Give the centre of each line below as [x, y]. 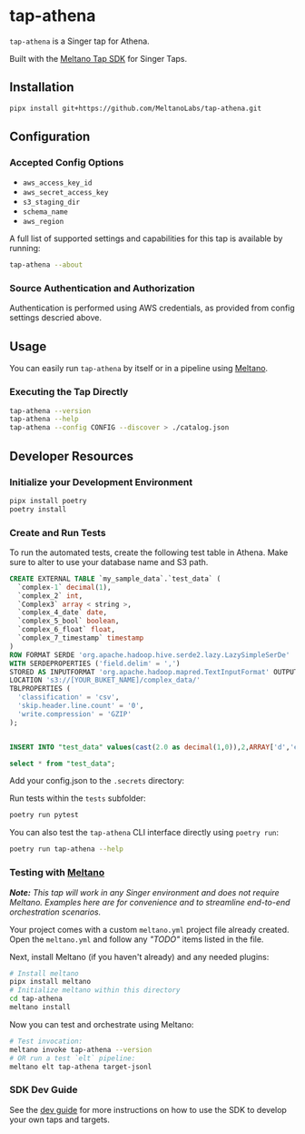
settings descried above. [56, 318]
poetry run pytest [44, 815]
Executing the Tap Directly [69, 392]
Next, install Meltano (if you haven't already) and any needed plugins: [139, 957]
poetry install [38, 509]
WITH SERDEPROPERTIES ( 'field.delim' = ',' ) [95, 663]
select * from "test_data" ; [63, 764]
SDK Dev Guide [44, 1090]
